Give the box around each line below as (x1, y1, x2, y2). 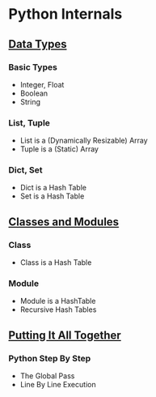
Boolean (19, 88, 48, 98)
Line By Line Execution (19, 380, 96, 390)
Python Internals (8, 5, 123, 23)
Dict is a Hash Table (19, 183, 87, 193)
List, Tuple (8, 117, 51, 128)
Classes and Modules (8, 215, 120, 228)
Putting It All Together (8, 328, 121, 342)
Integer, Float (19, 79, 65, 89)
